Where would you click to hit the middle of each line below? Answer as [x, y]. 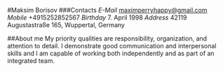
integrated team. [31, 61]
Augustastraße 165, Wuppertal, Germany [66, 25]
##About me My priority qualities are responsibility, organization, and [107, 38]
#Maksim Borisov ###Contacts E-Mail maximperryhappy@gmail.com [107, 10]
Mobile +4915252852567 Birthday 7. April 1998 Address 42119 [97, 17]
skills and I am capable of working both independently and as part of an [111, 53]
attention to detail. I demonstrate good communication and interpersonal [112, 46]
